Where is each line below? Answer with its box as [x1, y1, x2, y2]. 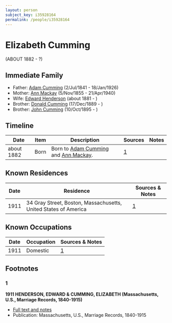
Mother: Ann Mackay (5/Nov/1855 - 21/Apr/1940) [12, 90, 116, 96]
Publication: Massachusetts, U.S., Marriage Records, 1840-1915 [12, 312, 147, 318]
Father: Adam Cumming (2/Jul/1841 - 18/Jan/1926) [12, 85, 119, 91]
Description [70, 136, 100, 144]
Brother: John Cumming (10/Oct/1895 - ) [12, 106, 98, 113]
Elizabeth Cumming [5, 39, 91, 51]
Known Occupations [5, 223, 72, 232]
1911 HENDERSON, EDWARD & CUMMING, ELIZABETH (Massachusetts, [5, 291, 159, 297]
